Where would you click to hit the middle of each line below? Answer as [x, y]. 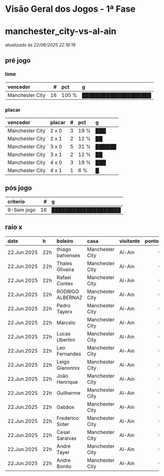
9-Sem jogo [21, 210]
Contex [65, 283]
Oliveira [65, 269]
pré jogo [18, 60]
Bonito [64, 466]
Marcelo [66, 322]
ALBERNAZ [70, 297]
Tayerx [65, 312]
